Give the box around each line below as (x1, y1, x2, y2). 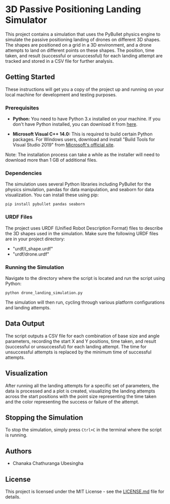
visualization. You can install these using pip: (5, 192, 99, 198)
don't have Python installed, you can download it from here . (12, 121, 138, 127)
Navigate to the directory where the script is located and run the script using (5, 275, 165, 281)
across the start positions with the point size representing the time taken (5, 393, 156, 399)
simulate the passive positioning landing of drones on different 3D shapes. (5, 37, 161, 43)
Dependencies (5, 169, 42, 176)
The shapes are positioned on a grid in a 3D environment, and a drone (5, 42, 152, 48)
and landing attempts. (5, 304, 51, 310)
